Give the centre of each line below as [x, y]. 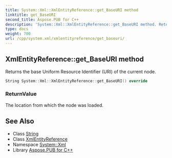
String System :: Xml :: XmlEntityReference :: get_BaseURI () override [76, 81]
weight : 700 [18, 34]
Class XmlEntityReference [40, 139]
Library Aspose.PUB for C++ [43, 150]
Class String [26, 133]
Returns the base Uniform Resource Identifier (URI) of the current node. [81, 72]
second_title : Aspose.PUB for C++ [42, 19]
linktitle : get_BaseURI [31, 15]
